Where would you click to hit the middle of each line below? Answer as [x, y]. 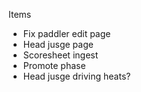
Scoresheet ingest [60, 55]
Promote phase [54, 65]
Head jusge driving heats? [76, 76]
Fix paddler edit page [66, 33]
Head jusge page [58, 44]
